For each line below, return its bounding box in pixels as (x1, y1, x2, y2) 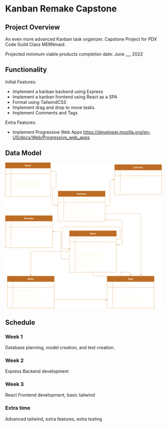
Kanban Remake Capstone (5, 3, 117, 14)
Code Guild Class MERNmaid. (5, 41, 66, 47)
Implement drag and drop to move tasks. (12, 104, 96, 110)
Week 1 (5, 333, 23, 340)
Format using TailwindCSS (12, 99, 67, 105)
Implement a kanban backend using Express (12, 88, 103, 94)
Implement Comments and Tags (12, 109, 78, 115)
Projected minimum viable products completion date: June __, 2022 (5, 51, 143, 57)
